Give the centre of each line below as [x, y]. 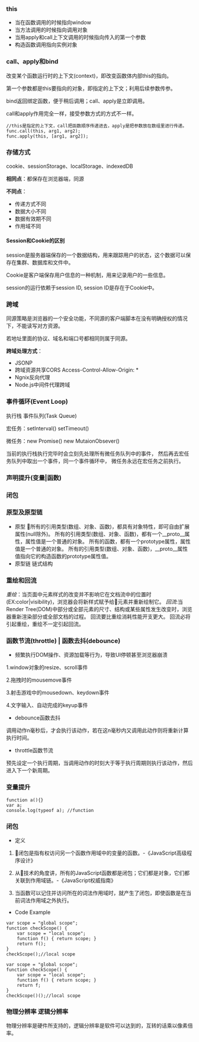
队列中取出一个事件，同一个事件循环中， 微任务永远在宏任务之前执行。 [97, 461]
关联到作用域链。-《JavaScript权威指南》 [65, 880]
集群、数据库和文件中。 [45, 263]
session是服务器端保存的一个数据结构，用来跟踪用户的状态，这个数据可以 [96, 255]
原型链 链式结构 [34, 563]
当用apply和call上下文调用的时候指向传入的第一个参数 [80, 37]
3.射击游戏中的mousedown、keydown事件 [58, 693]
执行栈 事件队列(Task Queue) [41, 415]
